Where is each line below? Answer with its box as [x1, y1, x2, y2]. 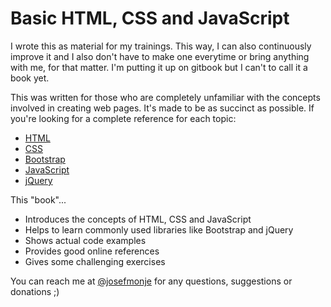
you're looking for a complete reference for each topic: [10, 112, 237, 124]
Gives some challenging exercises [24, 255, 166, 267]
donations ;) [10, 285, 60, 297]
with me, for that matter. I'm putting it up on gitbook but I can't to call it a [10, 61, 308, 73]
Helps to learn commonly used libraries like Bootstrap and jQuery [24, 223, 294, 236]
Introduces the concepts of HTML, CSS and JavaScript [24, 213, 252, 225]
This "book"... [10, 193, 67, 206]
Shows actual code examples [24, 234, 147, 246]
